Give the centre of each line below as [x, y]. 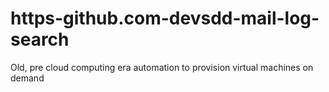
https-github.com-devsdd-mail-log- [165, 18]
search [40, 39]
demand [27, 78]
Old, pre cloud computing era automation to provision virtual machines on [162, 67]
